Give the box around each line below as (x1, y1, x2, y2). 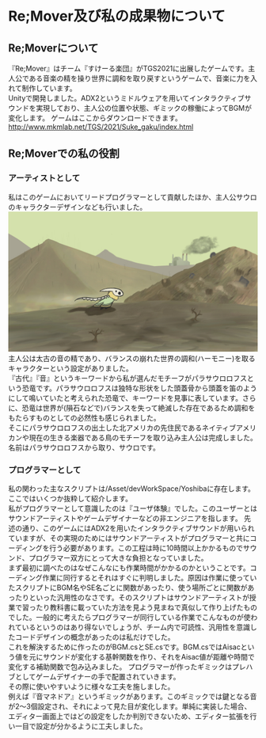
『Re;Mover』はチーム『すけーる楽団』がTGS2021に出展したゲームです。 (8, 64, 249, 73)
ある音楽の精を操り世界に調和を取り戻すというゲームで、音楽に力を (28, 74, 251, 83)
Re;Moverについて (8, 41, 99, 55)
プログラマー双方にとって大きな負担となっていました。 (28, 553, 208, 563)
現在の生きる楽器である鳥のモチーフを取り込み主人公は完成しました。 (28, 433, 257, 443)
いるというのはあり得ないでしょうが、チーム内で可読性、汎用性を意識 (21, 622, 251, 632)
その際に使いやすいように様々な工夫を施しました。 (8, 682, 175, 691)
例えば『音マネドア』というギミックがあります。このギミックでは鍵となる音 (8, 692, 257, 702)
